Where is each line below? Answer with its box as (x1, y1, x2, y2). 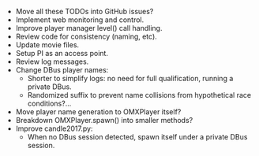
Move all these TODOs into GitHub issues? (15, 7, 154, 16)
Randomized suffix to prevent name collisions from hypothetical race (27, 91, 251, 99)
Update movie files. (15, 40, 80, 50)
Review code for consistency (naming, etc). (15, 32, 158, 41)
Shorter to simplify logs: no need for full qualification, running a (27, 74, 234, 83)
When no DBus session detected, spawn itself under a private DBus (27, 132, 248, 141)
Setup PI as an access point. (15, 49, 109, 58)
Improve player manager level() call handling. (15, 24, 163, 32)
